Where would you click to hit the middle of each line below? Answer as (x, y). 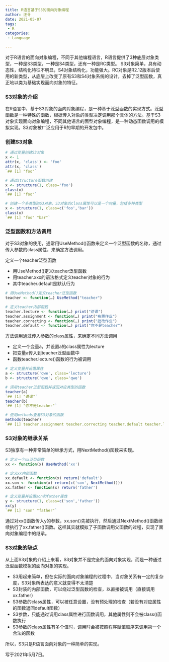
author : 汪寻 (18, 15)
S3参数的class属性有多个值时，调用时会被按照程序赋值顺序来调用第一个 (87, 627)
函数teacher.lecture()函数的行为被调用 (52, 359)
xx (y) (11, 506)
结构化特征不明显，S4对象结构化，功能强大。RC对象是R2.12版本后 (87, 70)
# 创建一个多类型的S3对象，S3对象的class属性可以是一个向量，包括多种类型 (74, 204)
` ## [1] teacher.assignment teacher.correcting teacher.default (74, 424)
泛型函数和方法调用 (28, 231)
